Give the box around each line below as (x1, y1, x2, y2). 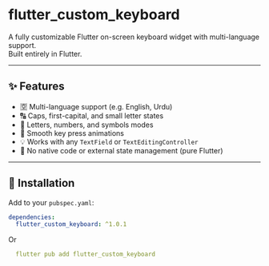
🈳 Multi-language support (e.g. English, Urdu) (19, 101, 173, 111)
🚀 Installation (8, 177, 75, 190)
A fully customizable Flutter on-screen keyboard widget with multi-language (8, 32, 260, 42)
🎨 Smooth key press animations (19, 128, 124, 137)
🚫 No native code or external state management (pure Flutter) (19, 145, 223, 155)
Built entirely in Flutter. (8, 49, 82, 58)
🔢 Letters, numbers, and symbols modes (19, 120, 154, 129)
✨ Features (8, 80, 65, 93)
